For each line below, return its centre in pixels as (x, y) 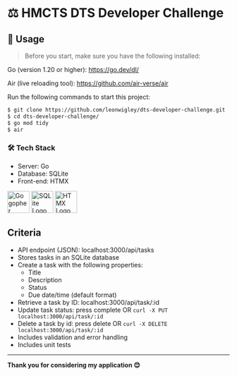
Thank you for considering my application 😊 (74, 365)
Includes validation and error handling (73, 337)
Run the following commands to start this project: (79, 97)
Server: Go (33, 166)
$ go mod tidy (28, 123)
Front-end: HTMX (43, 181)
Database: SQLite (43, 174)
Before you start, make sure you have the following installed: (113, 56)
